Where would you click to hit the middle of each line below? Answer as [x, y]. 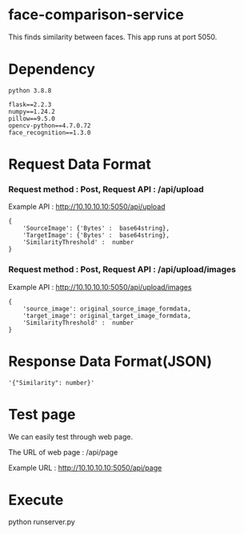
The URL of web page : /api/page [63, 452]
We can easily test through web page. [71, 436]
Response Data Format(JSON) [110, 361]
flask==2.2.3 [30, 104]
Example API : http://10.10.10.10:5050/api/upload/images [100, 287]
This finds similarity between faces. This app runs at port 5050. [113, 37]
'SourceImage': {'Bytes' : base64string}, [96, 229]
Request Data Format [80, 165]
